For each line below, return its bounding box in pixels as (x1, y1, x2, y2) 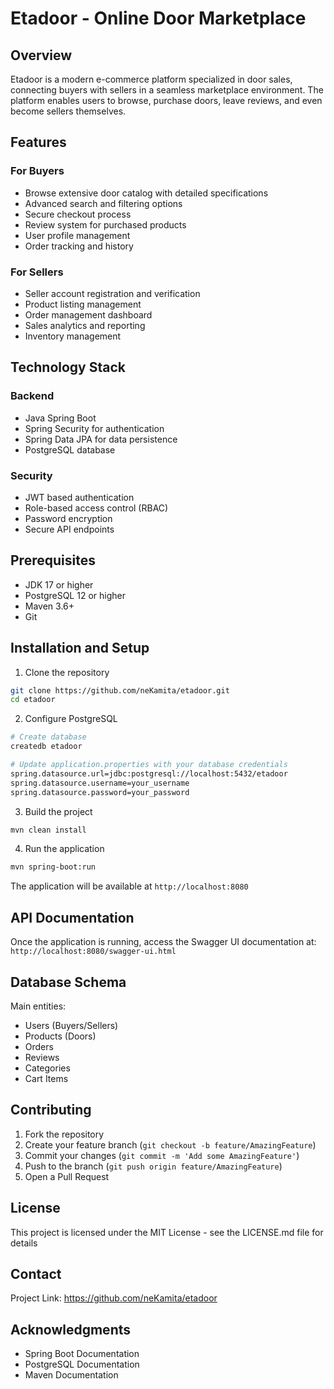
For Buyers (10, 164, 65, 178)
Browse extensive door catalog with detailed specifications (24, 187, 269, 199)
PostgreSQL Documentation (24, 1358, 140, 1371)
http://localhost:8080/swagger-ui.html (10, 947, 177, 957)
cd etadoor (10, 695, 56, 705)
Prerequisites (10, 552, 96, 569)
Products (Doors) (24, 1030, 97, 1042)
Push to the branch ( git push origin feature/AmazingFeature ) (24, 1160, 283, 1172)
